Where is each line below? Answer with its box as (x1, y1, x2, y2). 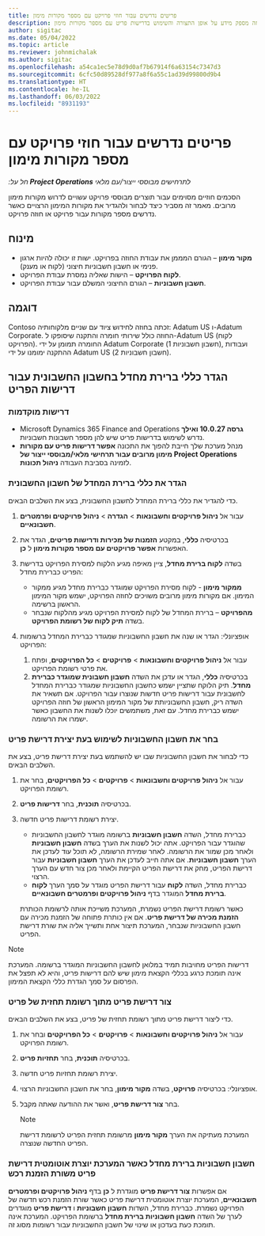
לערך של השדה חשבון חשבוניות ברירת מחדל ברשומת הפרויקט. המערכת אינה (8, 1211, 243, 1221)
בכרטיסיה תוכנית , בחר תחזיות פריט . (19, 1053, 131, 1063)
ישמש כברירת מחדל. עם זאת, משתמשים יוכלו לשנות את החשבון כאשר (31, 705, 240, 715)
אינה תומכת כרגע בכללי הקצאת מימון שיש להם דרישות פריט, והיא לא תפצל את (8, 968, 241, 977)
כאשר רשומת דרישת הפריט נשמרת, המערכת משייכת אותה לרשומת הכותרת (19, 904, 244, 913)
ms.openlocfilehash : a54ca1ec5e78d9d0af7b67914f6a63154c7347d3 (8, 63, 221, 71)
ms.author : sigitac (8, 56, 73, 64)
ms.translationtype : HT (8, 78, 87, 85)
